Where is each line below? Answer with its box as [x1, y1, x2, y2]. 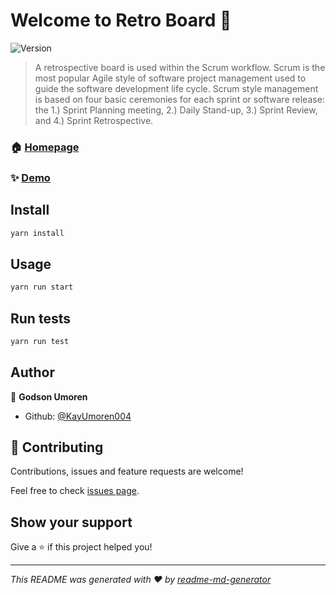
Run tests [10, 310, 71, 327]
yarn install [10, 228, 65, 238]
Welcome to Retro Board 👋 [10, 9, 232, 32]
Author [10, 364, 55, 381]
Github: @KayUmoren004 [24, 410, 132, 422]
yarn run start [10, 282, 74, 293]
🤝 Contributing [10, 439, 104, 456]
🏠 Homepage [10, 140, 80, 154]
